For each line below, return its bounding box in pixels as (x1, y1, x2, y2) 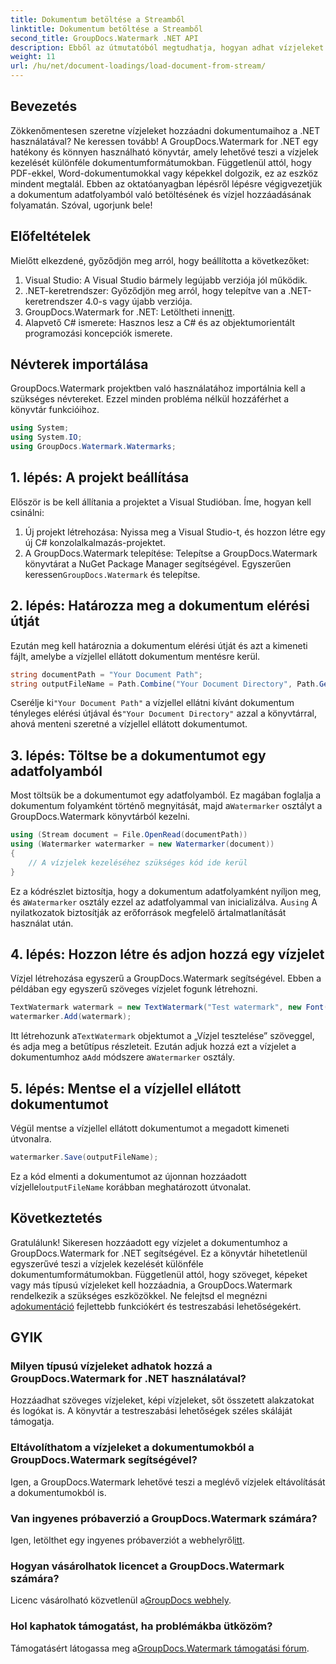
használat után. (10, 917, 74, 929)
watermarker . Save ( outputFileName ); (10, 1152, 159, 1162)
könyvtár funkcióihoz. (10, 404, 100, 416)
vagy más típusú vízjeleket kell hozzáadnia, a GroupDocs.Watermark (10, 1279, 293, 1291)
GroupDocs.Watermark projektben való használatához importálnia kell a (10, 382, 306, 395)
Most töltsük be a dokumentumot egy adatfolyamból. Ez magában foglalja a (10, 789, 322, 801)
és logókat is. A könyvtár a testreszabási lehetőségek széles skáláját (10, 1405, 293, 1417)
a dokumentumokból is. (10, 1486, 107, 1498)
